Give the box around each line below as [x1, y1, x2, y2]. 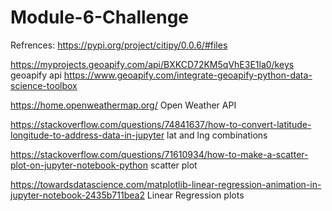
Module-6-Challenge [10, 6, 190, 29]
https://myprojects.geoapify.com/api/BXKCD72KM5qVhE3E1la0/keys [10, 58, 295, 70]
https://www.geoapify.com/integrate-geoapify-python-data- [63, 69, 313, 81]
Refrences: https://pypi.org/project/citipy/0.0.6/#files [10, 39, 228, 51]
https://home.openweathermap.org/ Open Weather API [10, 99, 237, 111]
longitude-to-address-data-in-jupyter [10, 129, 165, 141]
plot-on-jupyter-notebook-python [10, 159, 149, 171]
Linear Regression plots [146, 189, 245, 201]
